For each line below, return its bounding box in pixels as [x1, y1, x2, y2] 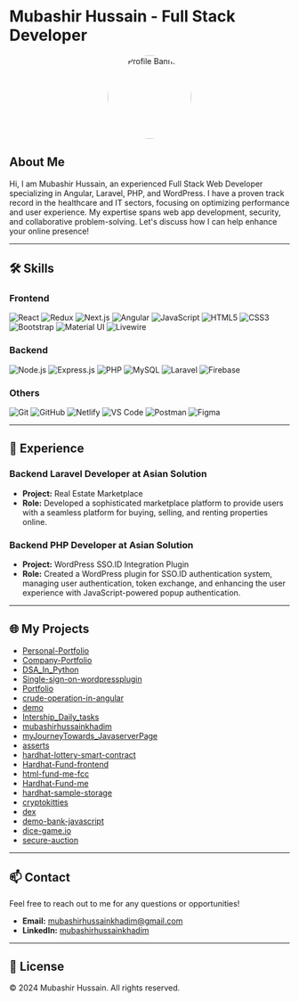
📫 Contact [9, 870, 71, 885]
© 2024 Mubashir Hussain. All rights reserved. [9, 982, 181, 993]
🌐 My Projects [9, 621, 90, 637]
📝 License [9, 959, 65, 974]
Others [9, 386, 40, 398]
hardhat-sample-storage [21, 787, 113, 798]
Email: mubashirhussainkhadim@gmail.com [21, 916, 183, 926]
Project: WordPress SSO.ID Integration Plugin [21, 559, 190, 570]
